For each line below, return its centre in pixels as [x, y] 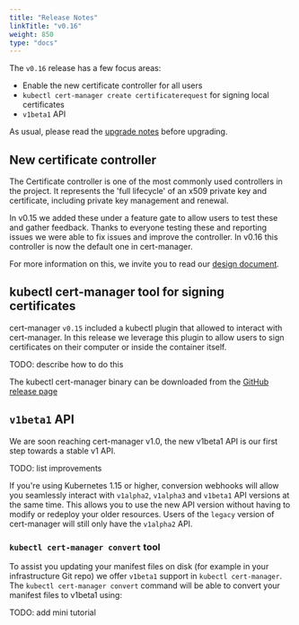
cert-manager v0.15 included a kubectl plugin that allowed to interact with [146, 328]
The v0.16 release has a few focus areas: [85, 68]
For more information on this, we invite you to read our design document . [145, 264]
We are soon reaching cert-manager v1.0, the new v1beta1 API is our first [144, 441]
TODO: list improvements [56, 468]
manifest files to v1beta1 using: [66, 594]
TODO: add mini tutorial [53, 612]
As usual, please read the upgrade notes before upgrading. [119, 132]
